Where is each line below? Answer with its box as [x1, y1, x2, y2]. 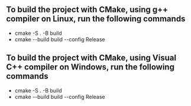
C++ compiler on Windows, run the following [6, 62, 174, 72]
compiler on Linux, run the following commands [6, 14, 186, 24]
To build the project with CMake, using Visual [6, 53, 176, 63]
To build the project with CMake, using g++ [6, 5, 169, 15]
